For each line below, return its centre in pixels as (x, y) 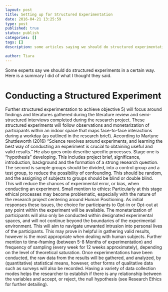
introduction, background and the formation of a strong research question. (82, 162)
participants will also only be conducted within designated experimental (79, 216)
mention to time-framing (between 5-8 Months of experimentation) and (78, 242)
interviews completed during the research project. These (86, 120)
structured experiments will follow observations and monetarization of (77, 125)
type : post (16, 24)
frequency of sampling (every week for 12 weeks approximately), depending (84, 247)
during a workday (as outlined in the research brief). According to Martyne (82, 136)
